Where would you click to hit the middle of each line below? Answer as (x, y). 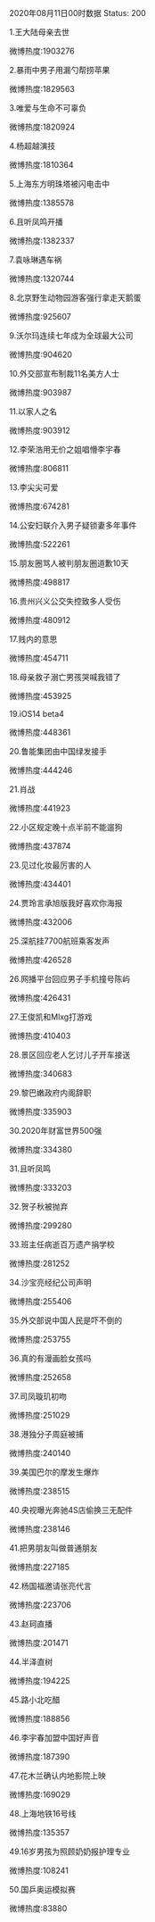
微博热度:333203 (41, 1187)
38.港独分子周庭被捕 (47, 1434)
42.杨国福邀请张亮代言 (50, 1586)
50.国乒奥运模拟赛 (42, 1889)
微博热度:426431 (40, 998)
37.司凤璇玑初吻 (38, 1396)
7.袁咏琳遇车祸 (36, 260)
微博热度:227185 (39, 1567)
